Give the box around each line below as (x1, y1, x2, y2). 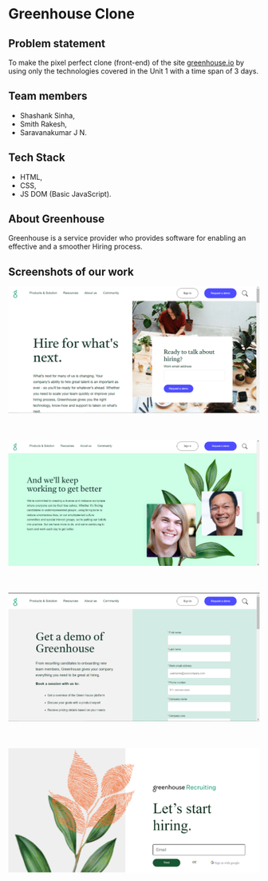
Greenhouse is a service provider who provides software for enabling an (8, 233, 246, 243)
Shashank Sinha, (19, 110, 76, 120)
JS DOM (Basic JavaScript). (19, 189, 112, 198)
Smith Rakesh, (19, 119, 68, 129)
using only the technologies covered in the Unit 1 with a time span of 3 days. (8, 66, 259, 76)
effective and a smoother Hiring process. (8, 241, 143, 252)
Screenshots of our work (8, 265, 134, 278)
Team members (8, 90, 88, 103)
